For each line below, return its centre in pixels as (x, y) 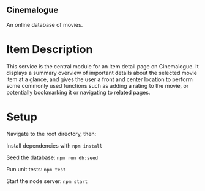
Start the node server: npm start (47, 181)
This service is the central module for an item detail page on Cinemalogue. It (102, 66)
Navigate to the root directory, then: (51, 134)
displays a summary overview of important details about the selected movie (102, 73)
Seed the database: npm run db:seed (52, 157)
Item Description (50, 49)
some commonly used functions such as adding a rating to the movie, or (98, 85)
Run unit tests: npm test (36, 169)
